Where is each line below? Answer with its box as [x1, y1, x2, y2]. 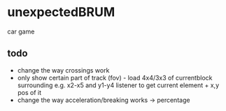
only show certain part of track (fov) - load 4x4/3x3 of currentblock [17, 73, 213, 82]
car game [7, 27, 35, 36]
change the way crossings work [17, 66, 110, 74]
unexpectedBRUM [7, 4, 115, 20]
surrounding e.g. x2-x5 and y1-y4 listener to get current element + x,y [17, 81, 220, 89]
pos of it [17, 88, 42, 96]
